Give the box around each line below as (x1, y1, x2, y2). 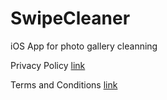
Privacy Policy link (10, 59, 86, 71)
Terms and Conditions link (10, 78, 118, 91)
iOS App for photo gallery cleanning (10, 40, 158, 52)
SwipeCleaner (10, 7, 131, 30)
